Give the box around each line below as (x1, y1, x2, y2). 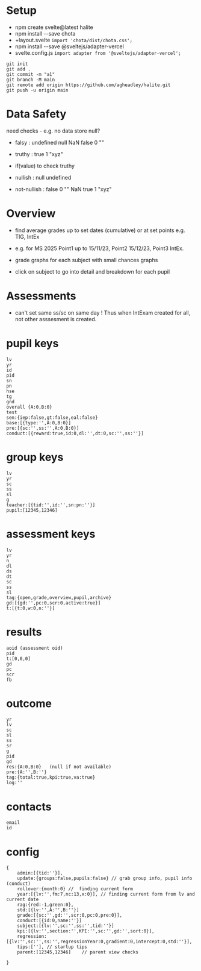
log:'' (6, 780, 23, 786)
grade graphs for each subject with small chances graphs (14, 256, 158, 263)
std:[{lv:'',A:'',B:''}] (17, 907, 79, 913)
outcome (6, 697, 52, 710)
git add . (6, 66, 31, 72)
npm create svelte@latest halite (14, 24, 93, 31)
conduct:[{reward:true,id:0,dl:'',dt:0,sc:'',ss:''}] (6, 430, 144, 436)
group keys (6, 450, 64, 464)
